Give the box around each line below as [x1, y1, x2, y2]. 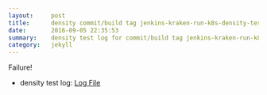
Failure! [8, 63, 33, 72]
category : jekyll [8, 41, 73, 49]
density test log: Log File [19, 78, 101, 88]
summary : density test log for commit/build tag [8, 33, 183, 42]
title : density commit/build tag [8, 19, 137, 27]
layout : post [8, 11, 66, 20]
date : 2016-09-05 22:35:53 [8, 26, 119, 34]
